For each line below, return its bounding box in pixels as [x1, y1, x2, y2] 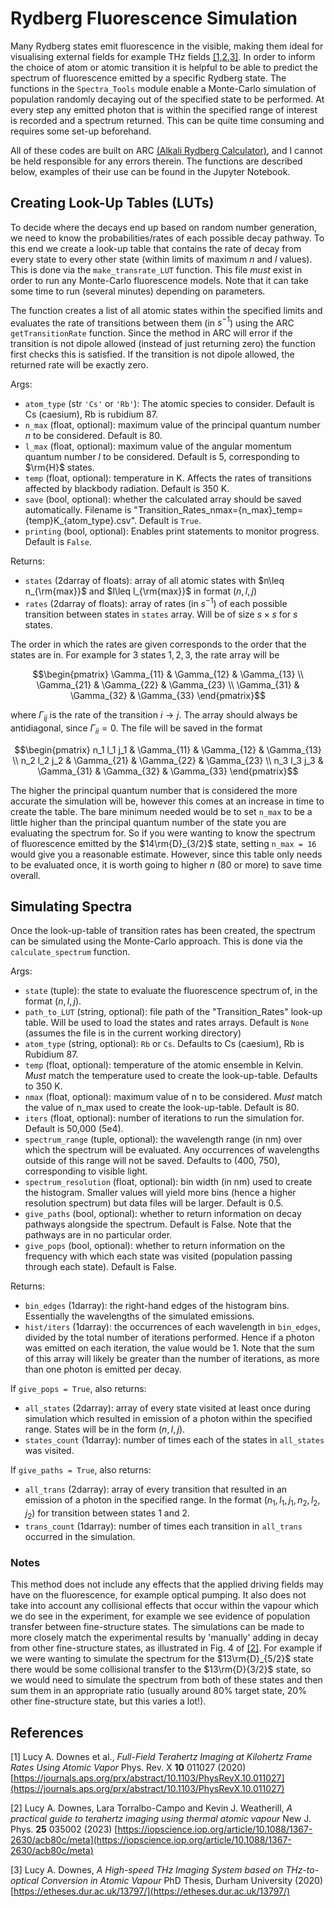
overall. [10, 869, 41, 881]
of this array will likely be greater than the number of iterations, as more [24, 1353, 320, 1365]
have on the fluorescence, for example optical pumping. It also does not [10, 1589, 307, 1601]
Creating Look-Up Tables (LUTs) [10, 195, 215, 212]
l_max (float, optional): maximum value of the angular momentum [24, 440, 292, 452]
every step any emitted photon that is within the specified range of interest [10, 103, 318, 116]
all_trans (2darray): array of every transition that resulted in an [24, 1483, 288, 1496]
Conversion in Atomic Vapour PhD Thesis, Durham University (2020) [40, 1875, 323, 1887]
